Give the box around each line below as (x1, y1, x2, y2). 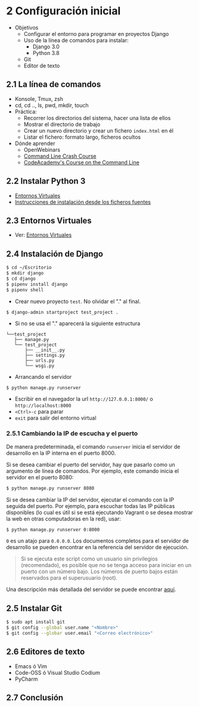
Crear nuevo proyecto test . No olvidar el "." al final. (14, 298, 141, 305)
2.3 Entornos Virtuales (6, 215, 92, 225)
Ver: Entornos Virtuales (14, 231, 72, 238)
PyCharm (14, 675, 38, 682)
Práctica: (14, 108, 37, 115)
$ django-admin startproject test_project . (6, 309, 119, 315)
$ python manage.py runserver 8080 (6, 485, 95, 491)
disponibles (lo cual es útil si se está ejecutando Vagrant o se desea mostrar (6, 509, 194, 516)
